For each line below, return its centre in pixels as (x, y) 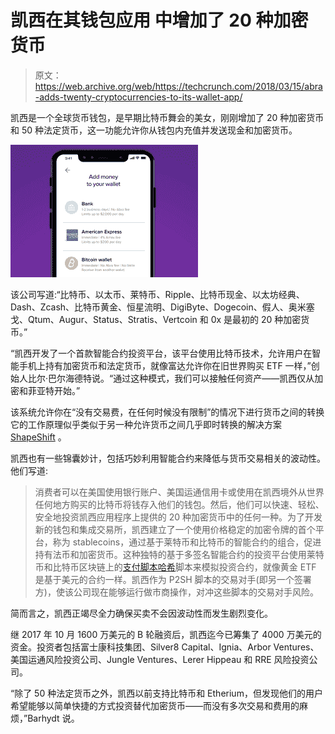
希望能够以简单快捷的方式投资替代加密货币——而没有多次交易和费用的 (155, 705)
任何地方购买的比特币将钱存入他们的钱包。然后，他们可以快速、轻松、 (179, 504)
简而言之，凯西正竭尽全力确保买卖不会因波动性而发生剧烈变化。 (141, 613)
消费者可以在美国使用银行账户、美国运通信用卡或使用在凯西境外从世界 (179, 492)
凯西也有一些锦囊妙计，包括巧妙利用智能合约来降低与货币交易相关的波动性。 (168, 458)
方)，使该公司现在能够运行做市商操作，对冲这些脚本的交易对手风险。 (176, 592)
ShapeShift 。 (38, 437)
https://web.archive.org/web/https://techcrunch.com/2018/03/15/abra (178, 86)
